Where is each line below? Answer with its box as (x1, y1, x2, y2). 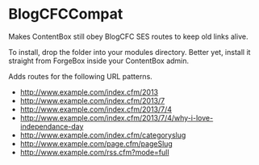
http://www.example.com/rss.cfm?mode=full (19, 147, 169, 157)
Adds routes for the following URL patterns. (8, 71, 153, 81)
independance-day (19, 121, 84, 131)
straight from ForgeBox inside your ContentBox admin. (8, 56, 190, 66)
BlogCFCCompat (8, 5, 123, 23)
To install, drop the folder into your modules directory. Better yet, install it (8, 47, 251, 57)
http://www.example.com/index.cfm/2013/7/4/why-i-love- (19, 112, 214, 122)
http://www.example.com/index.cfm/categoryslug (19, 130, 186, 140)
